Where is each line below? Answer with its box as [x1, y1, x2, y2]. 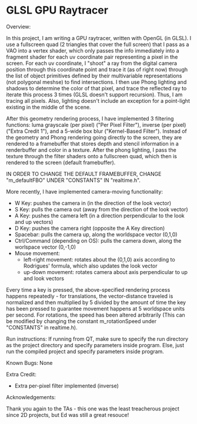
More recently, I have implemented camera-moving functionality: [6, 188, 163, 195]
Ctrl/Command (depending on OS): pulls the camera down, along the [14, 237, 182, 244]
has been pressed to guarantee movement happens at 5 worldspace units [6, 305, 185, 312]
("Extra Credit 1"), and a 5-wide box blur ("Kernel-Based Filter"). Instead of [6, 128, 187, 135]
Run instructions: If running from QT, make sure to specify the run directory [6, 335, 189, 343]
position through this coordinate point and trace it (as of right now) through [6, 66, 188, 73]
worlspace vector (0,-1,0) [14, 243, 76, 250]
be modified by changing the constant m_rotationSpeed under [6, 317, 157, 325]
